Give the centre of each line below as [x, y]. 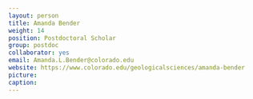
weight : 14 [26, 30]
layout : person [34, 16]
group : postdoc [34, 46]
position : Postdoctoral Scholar [62, 38]
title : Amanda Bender [44, 23]
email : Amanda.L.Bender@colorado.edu [71, 61]
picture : [23, 75]
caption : [23, 82]
